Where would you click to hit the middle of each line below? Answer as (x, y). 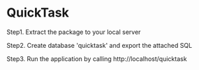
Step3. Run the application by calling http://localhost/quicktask (97, 59)
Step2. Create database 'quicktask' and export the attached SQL (99, 45)
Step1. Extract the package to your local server (74, 32)
